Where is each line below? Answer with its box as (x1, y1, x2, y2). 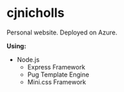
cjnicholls (6, 5, 65, 21)
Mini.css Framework (27, 77, 86, 86)
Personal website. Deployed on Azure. (6, 28, 118, 37)
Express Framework (27, 63, 86, 71)
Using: (6, 41, 27, 50)
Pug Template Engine (27, 70, 89, 79)
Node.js (16, 55, 40, 64)
